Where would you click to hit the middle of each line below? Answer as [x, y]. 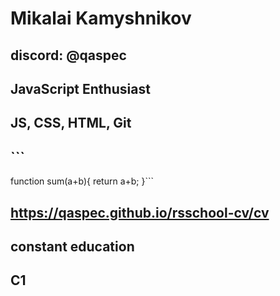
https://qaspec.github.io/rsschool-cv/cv [140, 212]
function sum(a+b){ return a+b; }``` [82, 181]
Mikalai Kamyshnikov [101, 18]
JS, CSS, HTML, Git [71, 123]
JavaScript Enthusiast [80, 88]
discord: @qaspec [68, 55]
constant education [72, 246]
